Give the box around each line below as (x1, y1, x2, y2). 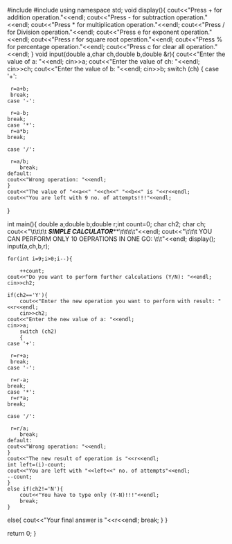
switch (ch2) (19, 328, 57, 335)
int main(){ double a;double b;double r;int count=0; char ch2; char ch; (7, 220, 206, 228)
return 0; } (7, 529, 37, 537)
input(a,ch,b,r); (7, 242, 50, 250)
